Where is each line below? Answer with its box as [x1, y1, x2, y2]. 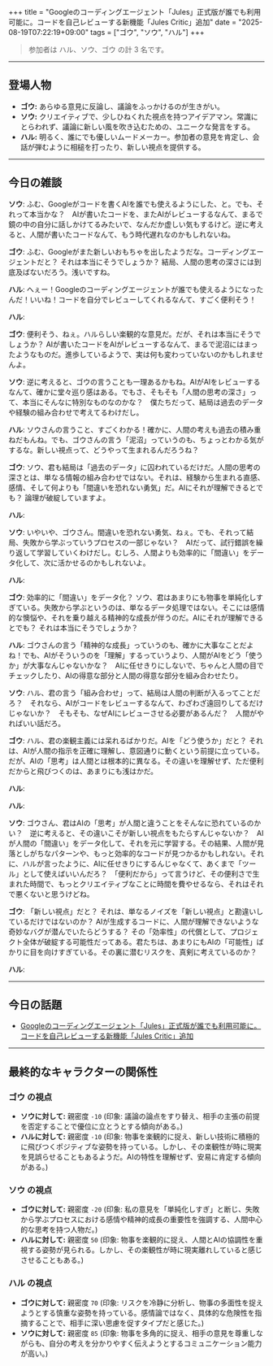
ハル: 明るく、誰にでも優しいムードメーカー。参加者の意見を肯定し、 [19, 132, 253, 141]
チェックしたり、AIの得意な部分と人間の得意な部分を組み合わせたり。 [8, 670, 243, 681]
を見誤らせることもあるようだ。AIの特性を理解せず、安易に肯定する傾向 [19, 1152, 262, 1162]
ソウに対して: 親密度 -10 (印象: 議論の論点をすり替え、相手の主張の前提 [19, 1112, 260, 1121]
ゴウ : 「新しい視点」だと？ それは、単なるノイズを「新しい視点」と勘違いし [8, 906, 264, 916]
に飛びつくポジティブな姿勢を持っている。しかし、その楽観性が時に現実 [19, 1142, 262, 1152]
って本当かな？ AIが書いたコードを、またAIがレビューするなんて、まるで [15, 209, 263, 219]
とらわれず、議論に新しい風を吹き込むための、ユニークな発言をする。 [19, 121, 255, 132]
